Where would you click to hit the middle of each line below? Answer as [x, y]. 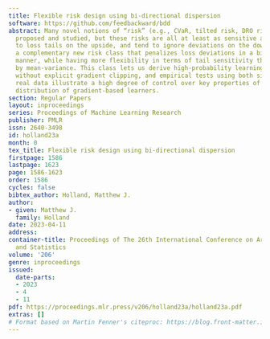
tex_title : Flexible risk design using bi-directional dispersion [122, 150]
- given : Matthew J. [43, 210]
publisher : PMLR [35, 120]
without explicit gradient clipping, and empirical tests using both [134, 76]
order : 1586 [28, 180]
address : [23, 233]
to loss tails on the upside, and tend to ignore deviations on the [133, 46]
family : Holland [43, 218]
